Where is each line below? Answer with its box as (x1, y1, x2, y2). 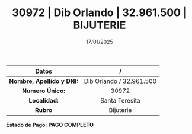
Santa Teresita (100, 96, 140, 104)
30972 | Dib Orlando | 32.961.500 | (12, 6, 187, 20)
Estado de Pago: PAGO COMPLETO (6, 121, 94, 128)
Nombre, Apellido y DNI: (9, 77, 79, 85)
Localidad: (28, 96, 59, 104)
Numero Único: (22, 87, 66, 95)
